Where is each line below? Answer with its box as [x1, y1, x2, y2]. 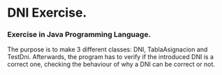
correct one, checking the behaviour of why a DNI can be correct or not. [7, 60, 215, 69]
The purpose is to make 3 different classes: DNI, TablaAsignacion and [7, 45, 208, 53]
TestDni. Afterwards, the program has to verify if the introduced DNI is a [7, 53, 214, 61]
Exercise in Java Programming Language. [7, 30, 151, 40]
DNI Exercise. [7, 5, 87, 21]
